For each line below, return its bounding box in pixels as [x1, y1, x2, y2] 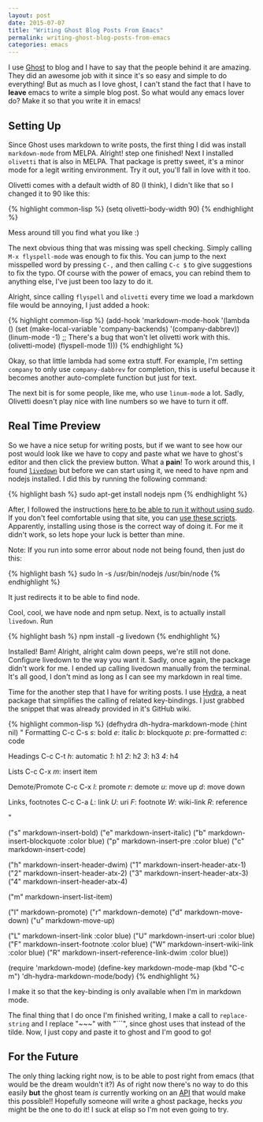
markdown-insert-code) [8, 844, 87, 854]
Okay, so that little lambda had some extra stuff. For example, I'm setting [8, 356, 243, 366]
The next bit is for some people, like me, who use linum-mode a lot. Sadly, [8, 388, 245, 397]
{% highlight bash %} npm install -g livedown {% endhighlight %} [8, 631, 220, 640]
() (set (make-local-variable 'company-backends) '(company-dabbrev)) [8, 324, 240, 333]
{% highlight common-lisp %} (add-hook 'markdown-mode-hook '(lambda [8, 315, 250, 325]
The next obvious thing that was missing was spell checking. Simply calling [8, 242, 252, 253]
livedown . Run [8, 616, 54, 625]
